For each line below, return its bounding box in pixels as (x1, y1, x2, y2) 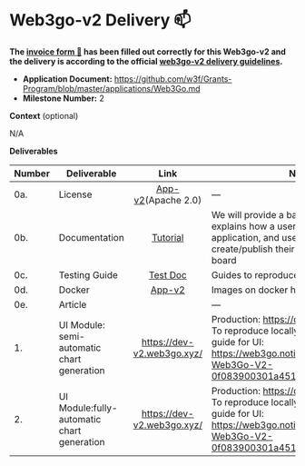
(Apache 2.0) (144, 193, 202, 206)
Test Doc (148, 268, 188, 281)
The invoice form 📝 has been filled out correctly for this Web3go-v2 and (9, 45, 286, 57)
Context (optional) (9, 110, 79, 121)
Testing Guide (58, 268, 118, 281)
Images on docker (211, 283, 289, 296)
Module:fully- (58, 402, 118, 414)
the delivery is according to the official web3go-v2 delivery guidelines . (9, 55, 283, 66)
